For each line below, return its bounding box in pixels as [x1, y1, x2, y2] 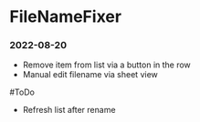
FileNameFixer [9, 6, 121, 27]
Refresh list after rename [22, 105, 116, 116]
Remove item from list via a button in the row [22, 59, 192, 70]
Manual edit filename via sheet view [22, 69, 158, 80]
